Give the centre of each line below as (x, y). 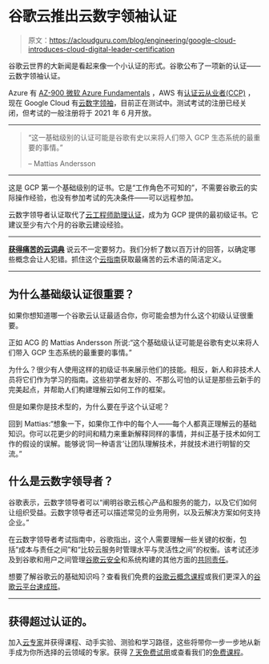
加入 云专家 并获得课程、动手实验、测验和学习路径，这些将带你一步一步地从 (131, 642)
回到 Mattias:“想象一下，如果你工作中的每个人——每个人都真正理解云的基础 (132, 423)
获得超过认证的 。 (50, 621)
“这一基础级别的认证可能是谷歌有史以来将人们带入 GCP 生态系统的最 (141, 137)
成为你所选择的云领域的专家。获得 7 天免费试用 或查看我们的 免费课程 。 (131, 652)
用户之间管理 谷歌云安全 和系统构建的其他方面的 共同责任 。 (138, 559)
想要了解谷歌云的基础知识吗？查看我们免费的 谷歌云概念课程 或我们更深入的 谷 (134, 576)
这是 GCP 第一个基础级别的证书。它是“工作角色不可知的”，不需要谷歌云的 (129, 187)
